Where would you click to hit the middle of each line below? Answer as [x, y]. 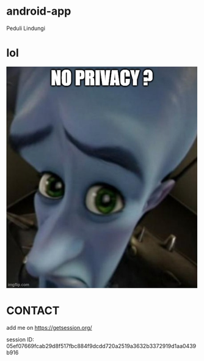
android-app [39, 11]
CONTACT [33, 311]
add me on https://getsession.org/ [49, 327]
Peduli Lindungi [26, 28]
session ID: [20, 339]
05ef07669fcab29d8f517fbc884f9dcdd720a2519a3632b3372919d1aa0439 [101, 346]
